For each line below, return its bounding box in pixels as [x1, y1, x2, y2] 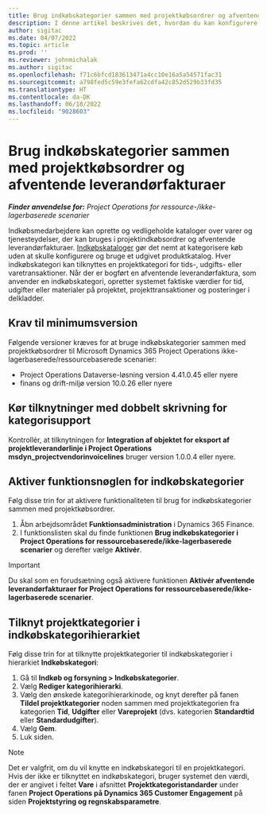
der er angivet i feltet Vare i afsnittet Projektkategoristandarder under [8, 780, 239, 789]
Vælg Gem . [19, 724, 57, 734]
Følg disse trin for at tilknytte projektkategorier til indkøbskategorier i [8, 649, 233, 659]
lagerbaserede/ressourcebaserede [8, 355, 122, 364]
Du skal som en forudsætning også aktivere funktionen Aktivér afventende [8, 576, 255, 585]
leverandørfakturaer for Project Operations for [8, 584, 164, 594]
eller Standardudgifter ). [19, 715, 99, 725]
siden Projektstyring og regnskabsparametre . [8, 797, 161, 807]
